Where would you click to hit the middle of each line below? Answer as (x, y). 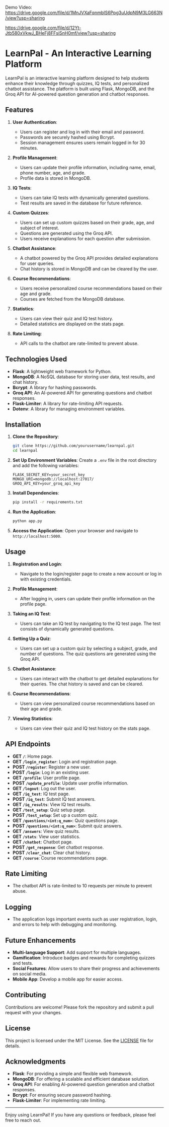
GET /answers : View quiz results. (46, 831)
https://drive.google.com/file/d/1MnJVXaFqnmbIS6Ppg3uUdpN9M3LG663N (84, 13)
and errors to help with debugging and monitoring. (65, 925)
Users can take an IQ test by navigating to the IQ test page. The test (90, 623)
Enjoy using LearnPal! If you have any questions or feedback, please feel (80, 1115)
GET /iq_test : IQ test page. (41, 794)
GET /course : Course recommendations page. (60, 858)
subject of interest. (39, 228)
